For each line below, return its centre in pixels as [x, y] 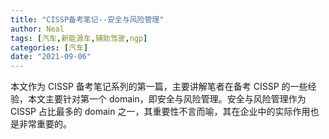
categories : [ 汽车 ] [49, 47]
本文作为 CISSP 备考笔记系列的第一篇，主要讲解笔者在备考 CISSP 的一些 [159, 87]
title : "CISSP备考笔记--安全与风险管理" [87, 19]
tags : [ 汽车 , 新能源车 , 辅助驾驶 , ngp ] [79, 38]
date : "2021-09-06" [51, 57]
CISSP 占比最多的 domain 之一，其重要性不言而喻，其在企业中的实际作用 [160, 112]
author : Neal [37, 29]
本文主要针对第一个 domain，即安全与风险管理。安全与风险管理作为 [167, 99]
